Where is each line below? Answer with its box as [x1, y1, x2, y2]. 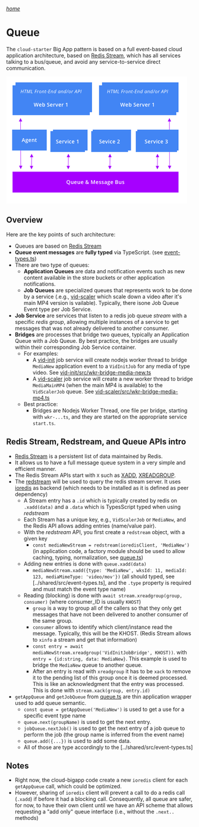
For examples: [23, 349, 59, 357]
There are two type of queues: [14, 261, 90, 269]
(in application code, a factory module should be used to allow [32, 547, 185, 554]
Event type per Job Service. [23, 305, 92, 313]
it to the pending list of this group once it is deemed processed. [32, 674, 188, 681]
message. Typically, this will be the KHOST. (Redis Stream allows [32, 629, 191, 636]
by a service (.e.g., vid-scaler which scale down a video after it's [23, 293, 182, 300]
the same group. [32, 617, 73, 624]
